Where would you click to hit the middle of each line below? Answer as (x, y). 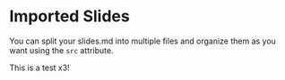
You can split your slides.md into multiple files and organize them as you (142, 41)
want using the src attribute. (61, 50)
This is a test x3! (39, 68)
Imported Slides (69, 16)
